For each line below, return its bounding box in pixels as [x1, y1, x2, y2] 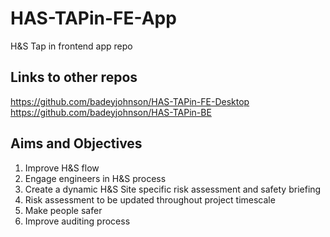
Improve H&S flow [24, 162, 100, 174]
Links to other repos [10, 69, 138, 86]
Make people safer [24, 204, 103, 216]
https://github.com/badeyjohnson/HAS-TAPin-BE [10, 106, 212, 118]
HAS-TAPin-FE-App [10, 7, 177, 30]
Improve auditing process [24, 215, 131, 227]
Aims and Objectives [10, 135, 143, 152]
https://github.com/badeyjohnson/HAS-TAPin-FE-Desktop [10, 95, 250, 107]
